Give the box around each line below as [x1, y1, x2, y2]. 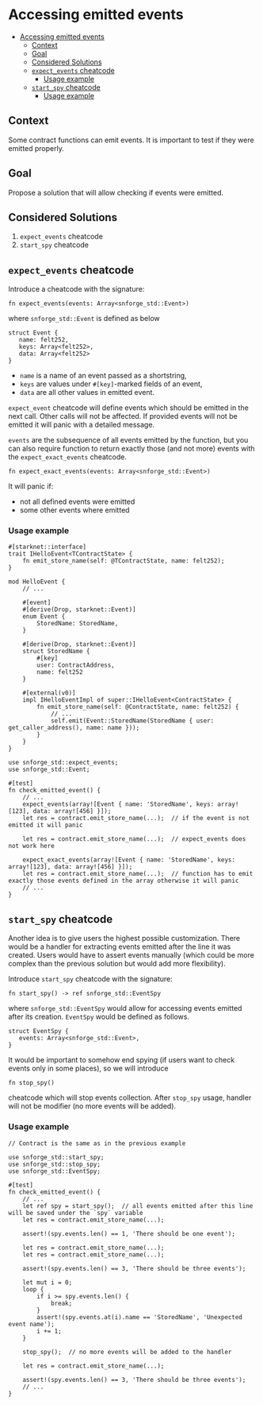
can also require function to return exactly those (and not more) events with [8, 443, 255, 454]
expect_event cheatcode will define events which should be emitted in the [8, 403, 250, 412]
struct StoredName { [22, 648, 90, 656]
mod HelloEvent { [8, 578, 66, 586]
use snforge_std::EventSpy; [8, 1167, 101, 1175]
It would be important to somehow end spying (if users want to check [8, 1055, 235, 1065]
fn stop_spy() [8, 1079, 55, 1087]
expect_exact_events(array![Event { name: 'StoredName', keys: [22, 856, 236, 864]
